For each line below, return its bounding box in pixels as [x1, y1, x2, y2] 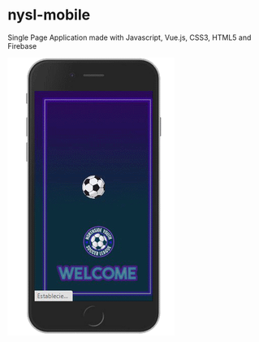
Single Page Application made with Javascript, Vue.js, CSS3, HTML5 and [7, 32, 252, 42]
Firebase [7, 41, 37, 50]
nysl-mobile [7, 6, 91, 24]
